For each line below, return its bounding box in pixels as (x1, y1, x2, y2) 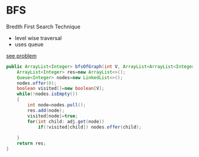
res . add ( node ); (27, 107, 65, 113)
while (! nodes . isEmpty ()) (17, 91, 78, 97)
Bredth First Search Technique (6, 23, 81, 30)
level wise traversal (14, 34, 62, 41)
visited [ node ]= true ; (27, 113, 78, 119)
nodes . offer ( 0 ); (17, 80, 57, 86)
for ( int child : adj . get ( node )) (27, 119, 105, 125)
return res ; (17, 140, 46, 146)
